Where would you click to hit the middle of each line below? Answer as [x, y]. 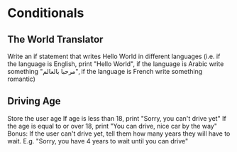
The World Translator [55, 39]
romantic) [21, 79]
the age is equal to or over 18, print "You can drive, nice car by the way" [112, 126]
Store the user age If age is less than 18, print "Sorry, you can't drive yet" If [117, 118]
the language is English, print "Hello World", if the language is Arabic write [116, 64]
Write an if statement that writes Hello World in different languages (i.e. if [114, 56]
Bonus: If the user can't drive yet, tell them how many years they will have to [119, 134]
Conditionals [46, 13]
